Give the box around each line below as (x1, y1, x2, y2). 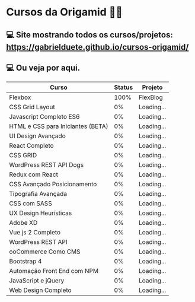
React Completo (9, 142, 55, 150)
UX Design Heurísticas (9, 209, 72, 217)
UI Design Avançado (9, 132, 66, 140)
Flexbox (9, 93, 31, 101)
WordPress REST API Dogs (9, 161, 84, 169)
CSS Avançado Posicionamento (9, 180, 97, 189)
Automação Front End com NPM (9, 267, 99, 275)
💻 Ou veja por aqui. (6, 62, 81, 73)
